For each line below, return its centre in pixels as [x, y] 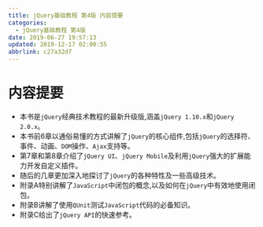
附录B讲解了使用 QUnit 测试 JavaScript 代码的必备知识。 [107, 204]
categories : [28, 23]
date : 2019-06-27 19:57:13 [52, 37]
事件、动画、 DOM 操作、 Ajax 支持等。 [77, 145]
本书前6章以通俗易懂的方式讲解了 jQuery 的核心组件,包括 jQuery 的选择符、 [137, 136]
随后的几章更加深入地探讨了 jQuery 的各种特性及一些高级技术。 [120, 175]
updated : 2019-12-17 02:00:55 [58, 45]
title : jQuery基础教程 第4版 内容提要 [66, 15]
